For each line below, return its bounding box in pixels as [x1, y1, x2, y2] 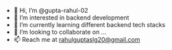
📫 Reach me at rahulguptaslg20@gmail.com [13, 36, 140, 43]
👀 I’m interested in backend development [13, 14, 130, 22]
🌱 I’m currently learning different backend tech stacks [13, 21, 166, 28]
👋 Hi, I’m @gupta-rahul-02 [13, 7, 88, 14]
